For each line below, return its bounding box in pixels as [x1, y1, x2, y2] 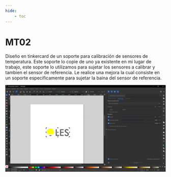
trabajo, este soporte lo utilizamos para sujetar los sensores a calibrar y [5, 64, 155, 70]
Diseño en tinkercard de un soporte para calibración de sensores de [5, 53, 148, 59]
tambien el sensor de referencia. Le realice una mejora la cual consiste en [5, 70, 160, 76]
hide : [5, 8, 17, 13]
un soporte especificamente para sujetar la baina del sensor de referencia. [5, 75, 162, 81]
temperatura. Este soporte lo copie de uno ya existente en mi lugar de [5, 59, 152, 65]
